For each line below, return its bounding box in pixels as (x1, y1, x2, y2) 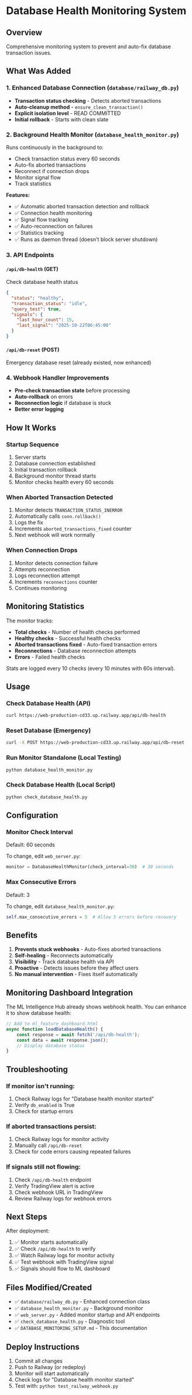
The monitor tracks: (6, 617, 54, 624)
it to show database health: (6, 1010, 71, 1017)
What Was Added (6, 66, 71, 76)
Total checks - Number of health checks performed (14, 628, 140, 635)
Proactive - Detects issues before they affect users (14, 964, 139, 971)
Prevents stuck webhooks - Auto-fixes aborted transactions (14, 946, 162, 953)
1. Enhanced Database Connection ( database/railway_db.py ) (6, 84, 179, 92)
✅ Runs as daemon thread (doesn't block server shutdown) (14, 236, 158, 243)
